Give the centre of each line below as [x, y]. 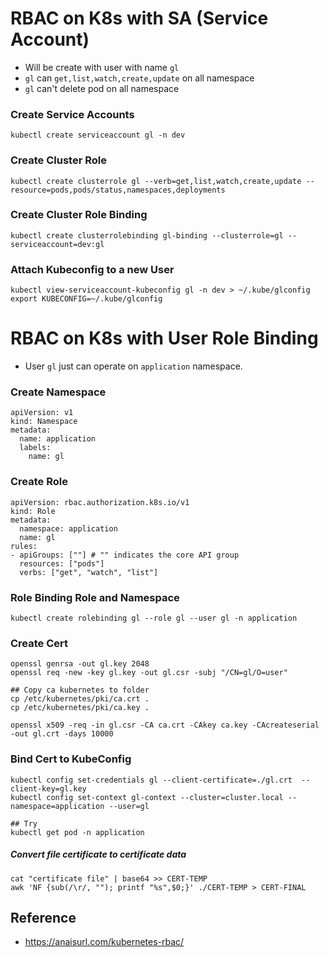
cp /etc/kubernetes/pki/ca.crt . [80, 699]
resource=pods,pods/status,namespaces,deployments [118, 190]
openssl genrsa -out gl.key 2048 [80, 664]
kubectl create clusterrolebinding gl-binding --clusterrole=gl [147, 235]
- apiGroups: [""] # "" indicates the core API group [125, 555]
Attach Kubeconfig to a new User [92, 269]
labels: [35, 448]
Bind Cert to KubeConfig [71, 759]
